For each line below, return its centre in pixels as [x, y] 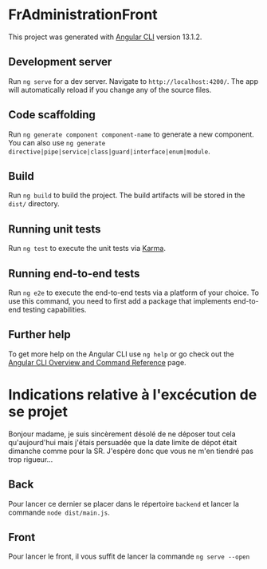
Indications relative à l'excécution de [133, 395]
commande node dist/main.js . [59, 512]
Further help [40, 334]
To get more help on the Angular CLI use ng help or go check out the [121, 354]
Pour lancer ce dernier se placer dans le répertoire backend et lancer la [124, 503]
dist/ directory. [34, 204]
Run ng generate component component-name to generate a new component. [132, 134]
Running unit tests [55, 229]
